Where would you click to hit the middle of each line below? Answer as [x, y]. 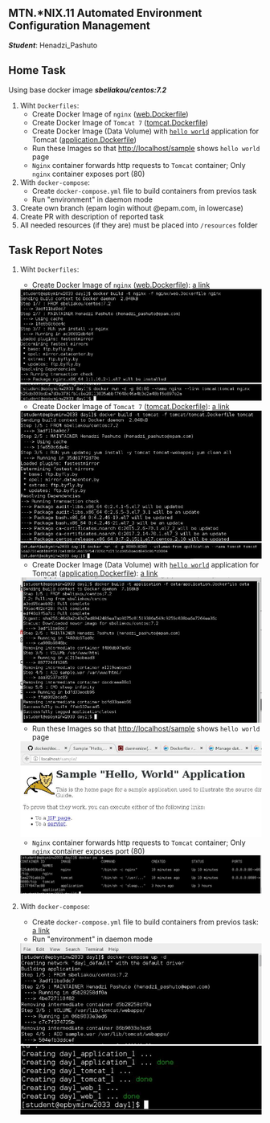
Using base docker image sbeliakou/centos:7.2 [88, 90]
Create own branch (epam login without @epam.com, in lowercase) [131, 207]
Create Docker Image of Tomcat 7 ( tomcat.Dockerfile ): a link [131, 407]
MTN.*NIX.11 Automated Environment [105, 13]
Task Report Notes [56, 250]
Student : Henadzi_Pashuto [53, 45]
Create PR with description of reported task [92, 216]
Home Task [37, 70]
